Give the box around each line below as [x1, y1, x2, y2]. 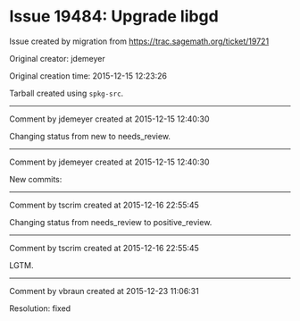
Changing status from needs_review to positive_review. [9, 216, 212, 227]
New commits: [9, 173, 62, 184]
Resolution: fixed [9, 302, 71, 314]
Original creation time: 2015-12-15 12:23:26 [9, 70, 168, 81]
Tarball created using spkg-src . [9, 88, 124, 98]
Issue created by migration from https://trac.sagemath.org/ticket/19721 [9, 36, 270, 46]
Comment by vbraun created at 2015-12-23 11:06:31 [9, 285, 199, 296]
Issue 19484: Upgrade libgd [9, 6, 219, 27]
